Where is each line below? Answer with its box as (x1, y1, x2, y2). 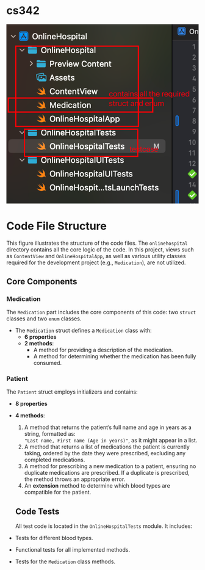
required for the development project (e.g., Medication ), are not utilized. (6, 259, 186, 266)
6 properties (24, 333, 57, 341)
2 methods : (24, 340, 54, 347)
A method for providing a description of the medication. (33, 346, 173, 354)
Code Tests (15, 506, 60, 516)
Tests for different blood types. (15, 535, 93, 542)
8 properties (15, 400, 48, 408)
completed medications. (24, 456, 85, 464)
